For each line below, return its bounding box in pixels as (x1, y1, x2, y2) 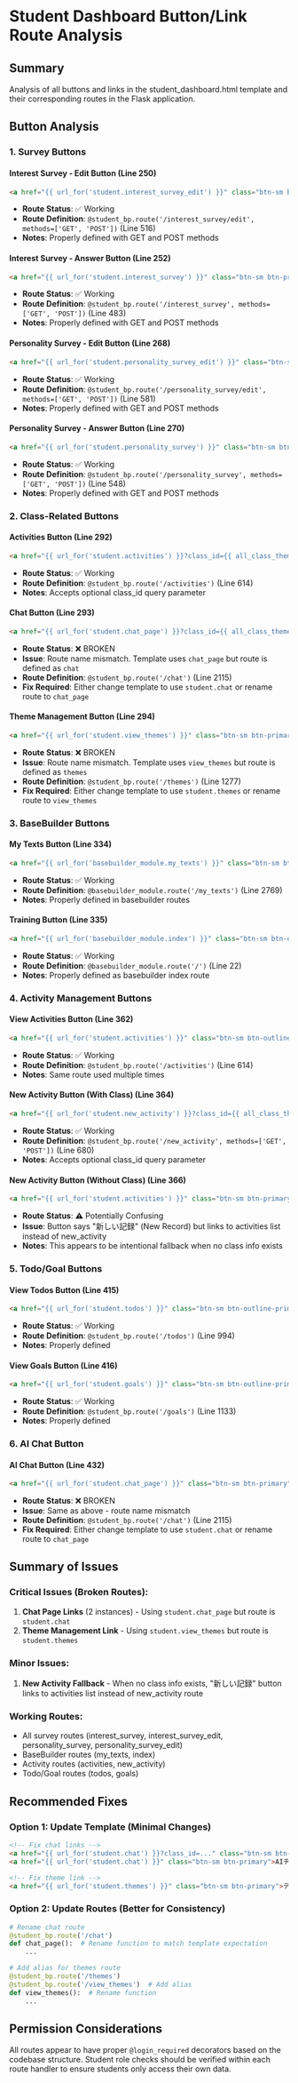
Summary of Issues (9, 1560, 119, 1575)
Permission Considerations (9, 2022, 162, 2036)
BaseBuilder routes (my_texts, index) (21, 1749, 156, 1760)
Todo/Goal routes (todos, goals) (21, 1768, 139, 1779)
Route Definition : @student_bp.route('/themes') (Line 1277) (21, 776, 242, 786)
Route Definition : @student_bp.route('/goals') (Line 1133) (21, 1406, 237, 1417)
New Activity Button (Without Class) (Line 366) (9, 1175, 186, 1185)
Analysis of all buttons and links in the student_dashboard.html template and (9, 84, 288, 94)
